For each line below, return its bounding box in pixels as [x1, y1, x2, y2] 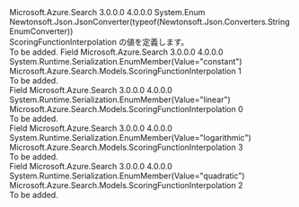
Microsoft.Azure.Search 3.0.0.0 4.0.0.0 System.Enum [9, 7, 206, 17]
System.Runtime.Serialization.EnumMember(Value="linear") [9, 94, 231, 105]
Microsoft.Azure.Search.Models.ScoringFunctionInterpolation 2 [9, 180, 244, 190]
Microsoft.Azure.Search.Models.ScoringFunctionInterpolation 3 [9, 142, 244, 152]
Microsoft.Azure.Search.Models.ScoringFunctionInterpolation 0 [9, 104, 244, 114]
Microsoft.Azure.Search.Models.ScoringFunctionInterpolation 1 [9, 65, 242, 76]
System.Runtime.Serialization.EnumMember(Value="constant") [9, 56, 242, 66]
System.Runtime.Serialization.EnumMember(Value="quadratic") [9, 170, 245, 181]
